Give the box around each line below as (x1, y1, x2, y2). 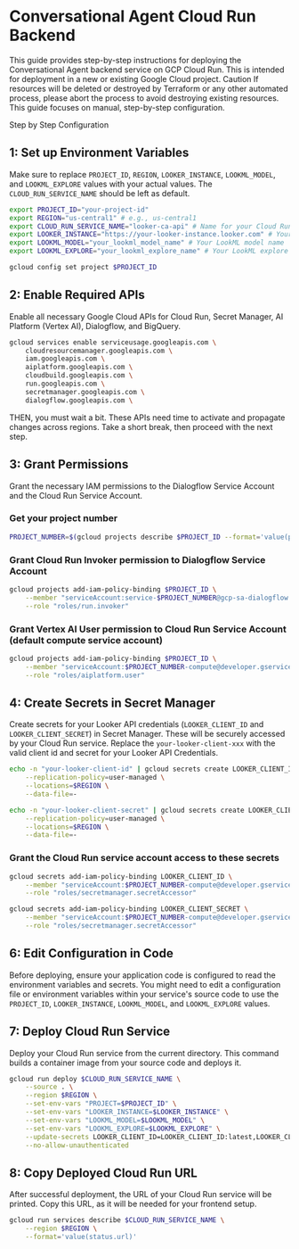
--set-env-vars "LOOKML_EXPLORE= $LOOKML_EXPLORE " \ (25, 1124, 221, 1133)
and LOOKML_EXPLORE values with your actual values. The (9, 178, 214, 189)
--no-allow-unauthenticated (25, 1140, 129, 1150)
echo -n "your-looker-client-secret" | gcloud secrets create (9, 806, 245, 815)
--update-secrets (25, 1132, 90, 1141)
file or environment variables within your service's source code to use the (9, 988, 279, 999)
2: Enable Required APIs (9, 287, 145, 302)
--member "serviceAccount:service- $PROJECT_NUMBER (25, 593, 217, 602)
